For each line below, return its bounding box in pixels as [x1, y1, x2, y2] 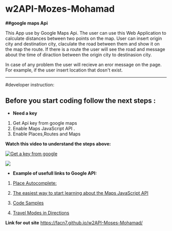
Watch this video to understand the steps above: [5, 141, 111, 147]
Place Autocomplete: [12, 180, 57, 186]
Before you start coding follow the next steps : [5, 97, 156, 105]
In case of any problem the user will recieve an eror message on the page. [5, 61, 162, 67]
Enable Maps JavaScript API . [12, 125, 75, 131]
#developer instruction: [5, 81, 55, 87]
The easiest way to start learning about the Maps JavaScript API [12, 190, 148, 196]
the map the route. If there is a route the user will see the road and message [5, 46, 165, 52]
